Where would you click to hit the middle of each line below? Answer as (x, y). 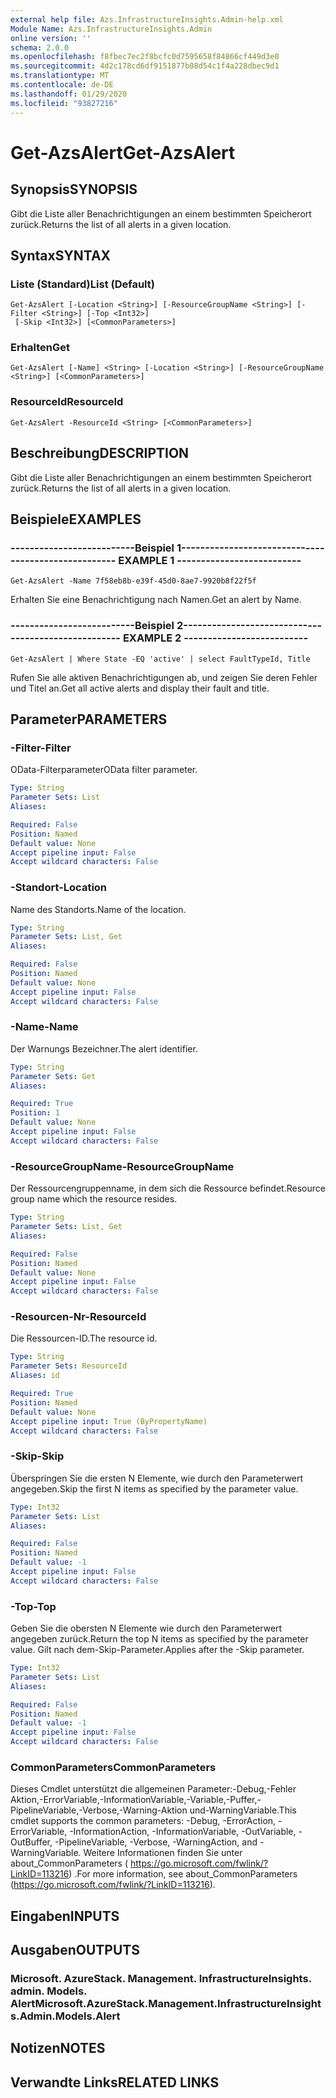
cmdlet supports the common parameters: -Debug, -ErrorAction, (143, 1821)
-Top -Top (33, 1606)
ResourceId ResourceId (67, 402)
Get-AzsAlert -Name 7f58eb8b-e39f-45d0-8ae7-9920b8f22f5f (133, 581)
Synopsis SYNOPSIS (74, 189)
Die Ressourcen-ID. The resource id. (84, 1338)
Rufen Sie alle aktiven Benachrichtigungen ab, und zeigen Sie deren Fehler (164, 677)
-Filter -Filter (41, 748)
